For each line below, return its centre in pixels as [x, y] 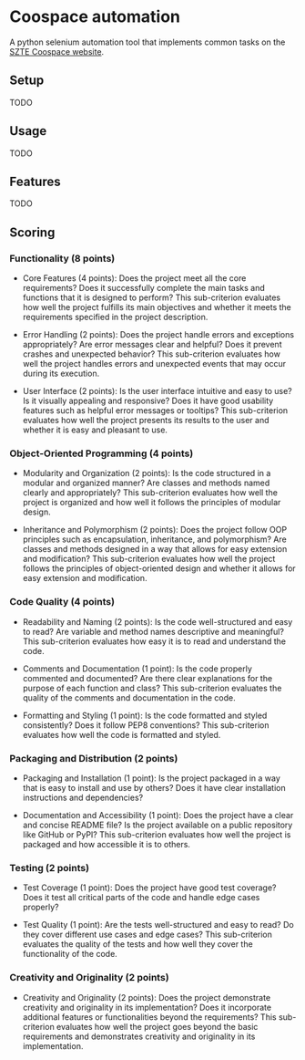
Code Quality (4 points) [62, 602]
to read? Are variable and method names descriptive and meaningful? [153, 631]
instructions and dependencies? [83, 797]
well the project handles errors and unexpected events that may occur [154, 364]
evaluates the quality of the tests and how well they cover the [137, 944]
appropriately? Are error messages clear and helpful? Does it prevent [152, 345]
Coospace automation [95, 17]
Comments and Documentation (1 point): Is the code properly [137, 669]
